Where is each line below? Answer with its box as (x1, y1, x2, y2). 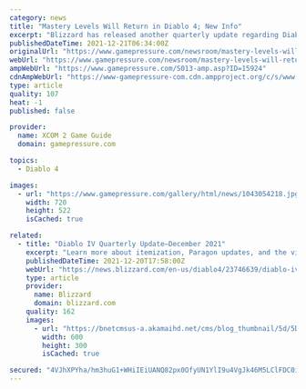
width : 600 (42, 333, 84, 342)
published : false (9, 106, 76, 115)
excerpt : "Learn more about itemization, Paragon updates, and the (25, 247, 287, 257)
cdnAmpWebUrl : (9, 73, 64, 82)
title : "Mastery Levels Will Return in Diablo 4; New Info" (9, 22, 243, 31)
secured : (9, 365, 43, 375)
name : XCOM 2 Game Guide (17, 131, 112, 141)
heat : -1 (9, 97, 43, 107)
